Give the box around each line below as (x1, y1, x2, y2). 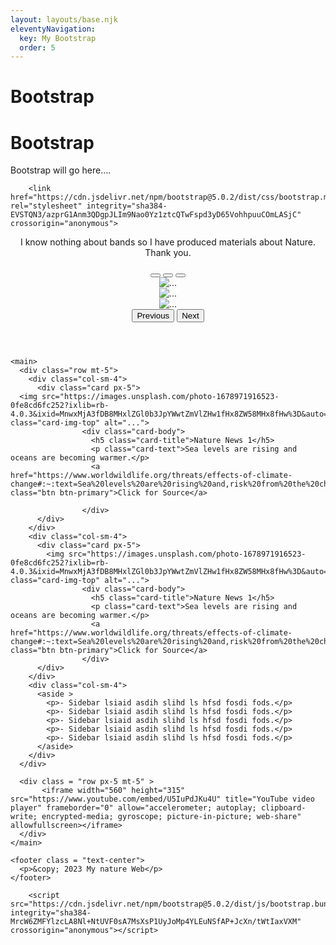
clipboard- (260, 803, 307, 813)
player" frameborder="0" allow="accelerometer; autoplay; (10, 803, 257, 813)
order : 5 (19, 42, 56, 53)
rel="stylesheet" (10, 201, 83, 211)
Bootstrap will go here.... (10, 164, 112, 176)
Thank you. (144, 247, 192, 259)
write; (10, 812, 38, 822)
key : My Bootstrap (19, 33, 97, 43)
